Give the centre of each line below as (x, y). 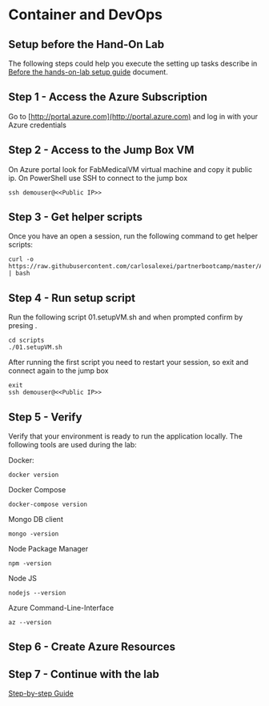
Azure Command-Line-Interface (61, 608)
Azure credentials (37, 125)
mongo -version (34, 534)
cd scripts (26, 341)
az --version (30, 623)
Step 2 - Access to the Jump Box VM (101, 150)
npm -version (30, 564)
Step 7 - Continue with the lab (84, 674)
